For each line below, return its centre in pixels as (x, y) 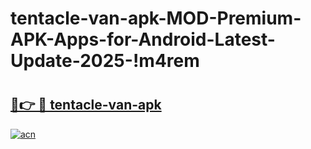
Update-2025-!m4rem (105, 61)
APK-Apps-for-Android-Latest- (143, 39)
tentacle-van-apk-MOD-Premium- (156, 18)
